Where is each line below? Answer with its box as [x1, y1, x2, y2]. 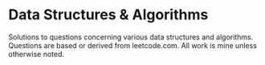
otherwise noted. [8, 49, 65, 59]
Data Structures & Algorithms [8, 6, 209, 24]
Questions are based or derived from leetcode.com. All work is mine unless [8, 40, 258, 50]
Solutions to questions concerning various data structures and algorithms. [8, 32, 254, 42]
